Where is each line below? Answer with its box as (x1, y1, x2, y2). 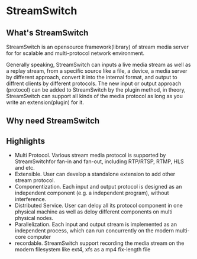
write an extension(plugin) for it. (6, 99, 84, 106)
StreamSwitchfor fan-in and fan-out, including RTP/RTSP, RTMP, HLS (14, 158, 185, 165)
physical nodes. (14, 215, 54, 222)
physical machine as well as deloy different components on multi (14, 208, 173, 215)
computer (27, 234, 51, 241)
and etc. (14, 164, 35, 171)
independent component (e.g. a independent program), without (14, 189, 170, 196)
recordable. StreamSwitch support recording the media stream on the (14, 239, 185, 247)
